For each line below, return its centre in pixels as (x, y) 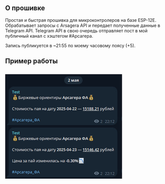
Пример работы (32, 61)
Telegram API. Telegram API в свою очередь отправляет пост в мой (76, 31)
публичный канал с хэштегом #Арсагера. (49, 36)
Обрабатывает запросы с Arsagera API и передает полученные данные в (83, 25)
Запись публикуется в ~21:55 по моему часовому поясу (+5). (70, 45)
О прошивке (25, 8)
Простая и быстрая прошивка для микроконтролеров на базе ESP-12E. (81, 20)
